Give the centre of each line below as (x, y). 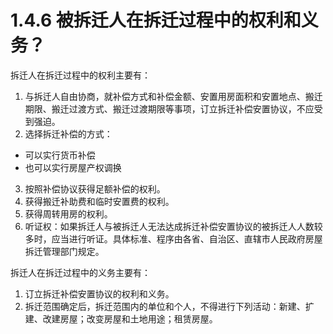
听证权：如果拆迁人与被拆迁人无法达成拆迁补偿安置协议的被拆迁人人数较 (173, 226)
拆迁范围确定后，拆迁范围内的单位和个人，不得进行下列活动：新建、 (165, 306)
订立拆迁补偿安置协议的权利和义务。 (99, 293)
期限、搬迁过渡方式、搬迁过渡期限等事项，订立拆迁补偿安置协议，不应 (169, 108)
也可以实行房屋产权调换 (73, 167)
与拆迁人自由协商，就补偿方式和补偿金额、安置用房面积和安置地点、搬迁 (173, 96)
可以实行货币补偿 (60, 155)
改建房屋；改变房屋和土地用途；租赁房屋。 (130, 318)
